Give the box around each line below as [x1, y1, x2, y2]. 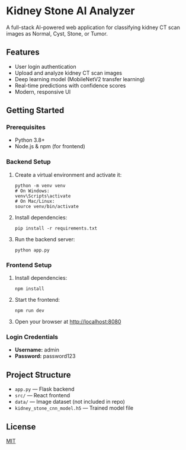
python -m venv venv [14, 183, 66, 189]
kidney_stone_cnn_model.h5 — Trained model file [14, 404, 134, 411]
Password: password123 [14, 353, 76, 360]
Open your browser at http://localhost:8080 [14, 318, 121, 325]
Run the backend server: [14, 235, 75, 242]
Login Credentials [6, 333, 58, 341]
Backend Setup [6, 158, 52, 166]
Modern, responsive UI [14, 88, 71, 95]
